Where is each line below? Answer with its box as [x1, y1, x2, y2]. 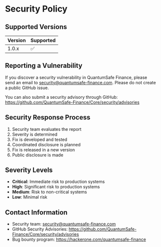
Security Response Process [5, 113, 91, 122]
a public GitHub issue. [5, 85, 49, 91]
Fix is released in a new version [12, 147, 75, 153]
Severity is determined [12, 131, 58, 137]
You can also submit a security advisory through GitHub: [5, 94, 118, 100]
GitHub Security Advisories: [12, 226, 68, 232]
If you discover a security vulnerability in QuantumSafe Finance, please [5, 74, 147, 80]
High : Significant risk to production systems [12, 184, 100, 190]
